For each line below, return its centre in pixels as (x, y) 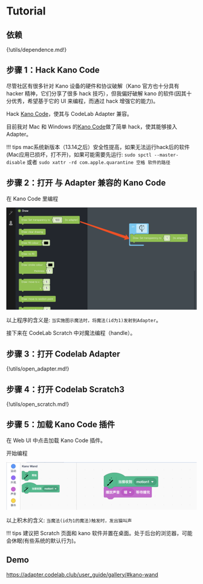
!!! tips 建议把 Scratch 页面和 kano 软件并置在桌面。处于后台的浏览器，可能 (99, 533)
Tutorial (26, 11)
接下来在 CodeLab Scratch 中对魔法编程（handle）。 (71, 333)
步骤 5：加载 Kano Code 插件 (61, 424)
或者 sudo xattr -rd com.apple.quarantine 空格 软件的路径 (99, 162)
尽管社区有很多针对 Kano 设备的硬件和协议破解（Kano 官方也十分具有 (93, 86)
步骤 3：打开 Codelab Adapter (63, 354)
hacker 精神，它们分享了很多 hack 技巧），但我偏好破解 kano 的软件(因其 (96, 93)
